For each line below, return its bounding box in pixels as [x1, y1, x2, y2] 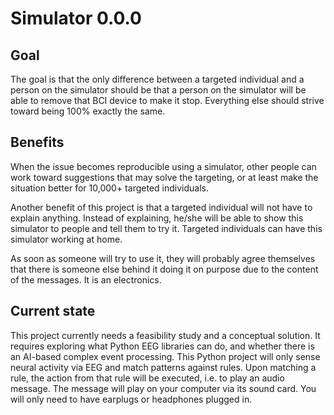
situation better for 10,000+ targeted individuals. [10, 182, 209, 194]
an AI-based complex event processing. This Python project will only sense [10, 350, 321, 362]
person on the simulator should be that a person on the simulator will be [10, 84, 307, 96]
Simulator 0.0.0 [10, 7, 142, 30]
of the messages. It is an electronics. [10, 273, 162, 286]
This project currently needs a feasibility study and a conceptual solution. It [10, 329, 321, 341]
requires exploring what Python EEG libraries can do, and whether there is [10, 340, 315, 352]
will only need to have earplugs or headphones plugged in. [10, 393, 253, 405]
